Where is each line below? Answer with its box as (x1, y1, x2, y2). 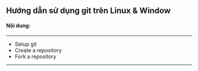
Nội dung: (6, 22, 31, 29)
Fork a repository (14, 53, 57, 60)
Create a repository (14, 47, 62, 54)
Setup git (14, 40, 37, 47)
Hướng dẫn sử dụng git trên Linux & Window (6, 6, 171, 16)
